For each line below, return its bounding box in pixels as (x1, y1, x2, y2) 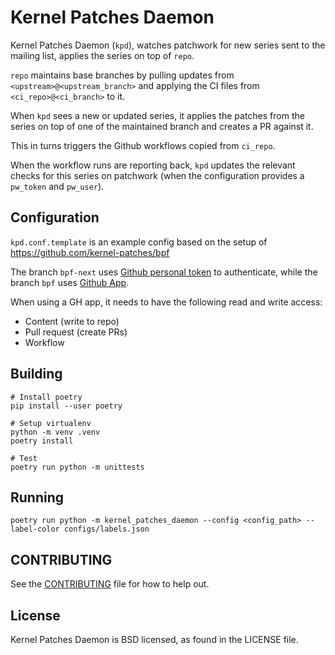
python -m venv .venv (10, 427, 101, 437)
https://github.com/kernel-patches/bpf (10, 246, 170, 258)
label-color (10, 524, 60, 535)
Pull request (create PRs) (24, 326, 128, 338)
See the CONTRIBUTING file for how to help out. (10, 578, 210, 590)
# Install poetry (10, 392, 83, 402)
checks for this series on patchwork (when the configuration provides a (10, 169, 305, 181)
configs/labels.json (63, 524, 150, 535)
